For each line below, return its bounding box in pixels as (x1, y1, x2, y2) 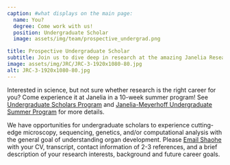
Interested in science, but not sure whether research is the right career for (7, 86, 216, 94)
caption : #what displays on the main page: (7, 10, 133, 17)
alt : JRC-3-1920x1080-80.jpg (7, 66, 90, 74)
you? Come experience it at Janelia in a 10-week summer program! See (7, 93, 209, 101)
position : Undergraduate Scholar (13, 29, 109, 36)
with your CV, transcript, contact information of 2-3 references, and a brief (7, 142, 218, 151)
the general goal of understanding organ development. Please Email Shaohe (7, 135, 222, 144)
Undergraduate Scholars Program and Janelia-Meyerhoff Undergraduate (7, 100, 212, 108)
